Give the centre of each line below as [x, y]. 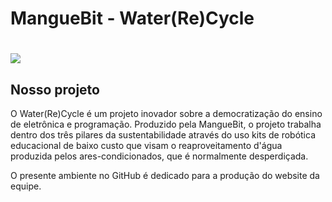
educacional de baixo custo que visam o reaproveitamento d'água [146, 146]
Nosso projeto [55, 89]
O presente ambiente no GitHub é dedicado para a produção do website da [165, 176]
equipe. [26, 186]
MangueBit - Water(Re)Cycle [132, 18]
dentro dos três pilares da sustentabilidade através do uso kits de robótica [163, 135]
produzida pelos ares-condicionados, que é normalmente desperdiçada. [159, 156]
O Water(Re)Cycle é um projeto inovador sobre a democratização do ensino [166, 114]
